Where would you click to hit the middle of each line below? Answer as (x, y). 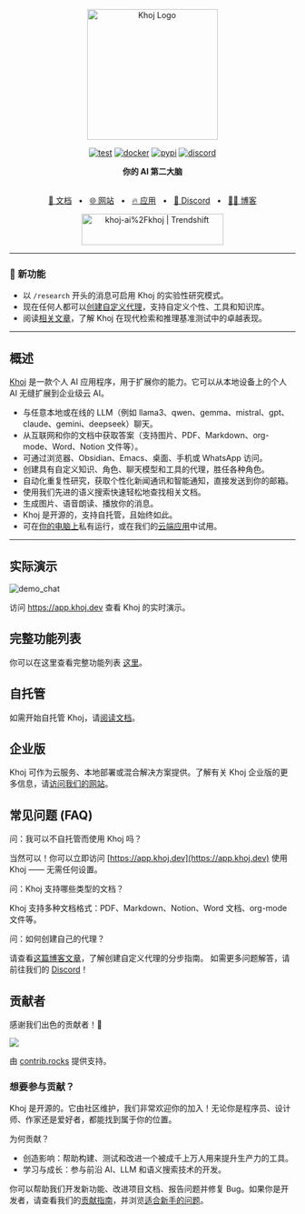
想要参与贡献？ (42, 1087)
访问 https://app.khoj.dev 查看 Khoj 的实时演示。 (100, 607)
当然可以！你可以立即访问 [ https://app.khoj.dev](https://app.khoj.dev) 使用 (148, 858)
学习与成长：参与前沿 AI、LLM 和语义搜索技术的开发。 (124, 1169)
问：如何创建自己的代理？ (57, 939)
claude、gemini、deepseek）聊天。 (90, 424)
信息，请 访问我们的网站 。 (65, 784)
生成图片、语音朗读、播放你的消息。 (90, 504)
